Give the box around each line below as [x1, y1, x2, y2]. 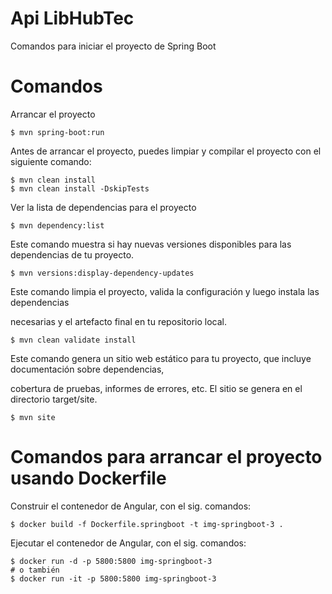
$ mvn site [10, 412, 56, 422]
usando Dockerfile [10, 467, 167, 490]
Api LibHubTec [10, 7, 135, 30]
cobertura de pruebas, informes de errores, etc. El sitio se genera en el [10, 382, 303, 394]
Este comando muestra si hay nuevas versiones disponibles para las [10, 238, 292, 250]
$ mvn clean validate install [10, 335, 137, 345]
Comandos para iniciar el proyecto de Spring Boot [10, 40, 217, 52]
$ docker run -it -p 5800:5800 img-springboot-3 [10, 573, 217, 584]
